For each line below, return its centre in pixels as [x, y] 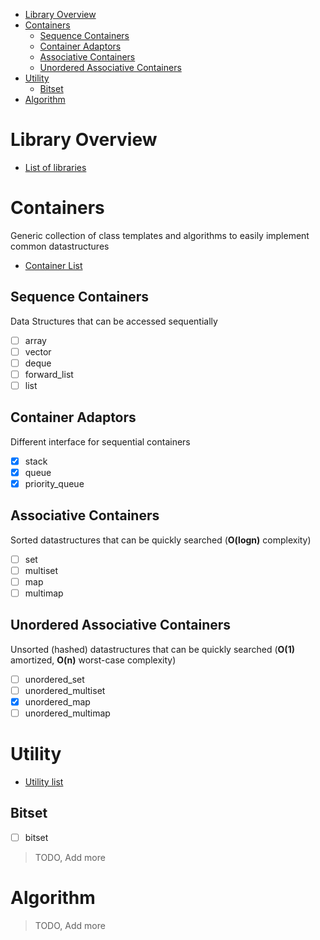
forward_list [49, 374]
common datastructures [60, 246]
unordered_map [57, 702]
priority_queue [54, 483]
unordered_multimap [67, 713]
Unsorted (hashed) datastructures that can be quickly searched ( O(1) [152, 649]
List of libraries [55, 167]
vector [38, 351]
